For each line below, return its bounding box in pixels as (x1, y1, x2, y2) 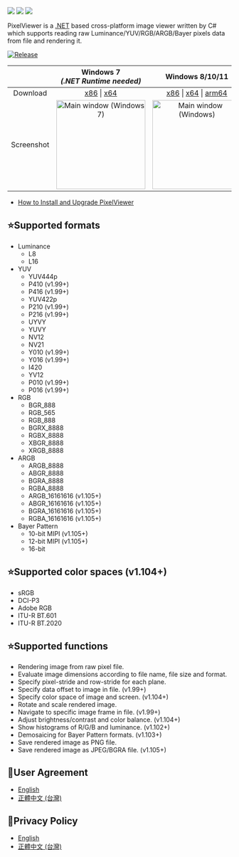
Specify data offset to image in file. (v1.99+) (17, 685, 147, 694)
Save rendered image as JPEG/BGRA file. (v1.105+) (17, 746, 167, 755)
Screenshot (11, 140, 50, 149)
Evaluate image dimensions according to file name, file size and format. (17, 670, 228, 679)
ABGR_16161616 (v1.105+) (28, 499, 102, 508)
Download (13, 88, 48, 98)
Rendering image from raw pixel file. (17, 663, 124, 671)
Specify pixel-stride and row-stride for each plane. (17, 678, 166, 686)
